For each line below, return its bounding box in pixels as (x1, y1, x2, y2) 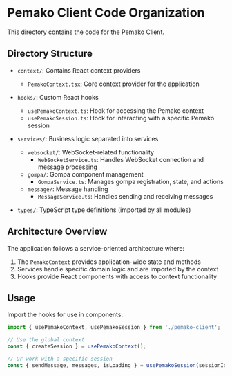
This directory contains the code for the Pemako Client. (7, 28, 164, 36)
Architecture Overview (7, 226, 108, 238)
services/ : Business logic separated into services (17, 134, 159, 143)
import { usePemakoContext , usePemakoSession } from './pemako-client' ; (7, 324, 221, 331)
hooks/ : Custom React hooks (17, 93, 99, 101)
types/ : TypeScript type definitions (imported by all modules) (17, 206, 191, 214)
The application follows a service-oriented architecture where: (7, 244, 185, 252)
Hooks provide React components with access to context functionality (17, 272, 217, 280)
